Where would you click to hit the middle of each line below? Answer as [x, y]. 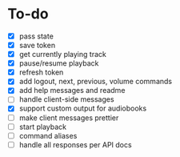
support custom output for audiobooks [83, 108]
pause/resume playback [59, 63]
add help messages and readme [72, 91]
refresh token [41, 72]
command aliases [48, 135]
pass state [36, 36]
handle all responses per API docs [76, 144]
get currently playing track [63, 54]
